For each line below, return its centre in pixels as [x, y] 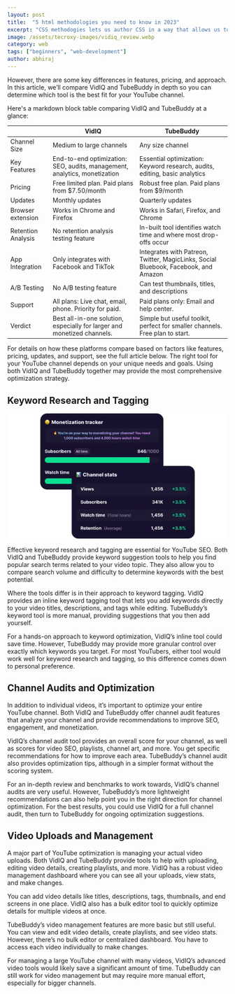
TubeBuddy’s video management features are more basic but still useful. [112, 925]
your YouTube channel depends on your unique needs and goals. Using [110, 363]
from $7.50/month [79, 191]
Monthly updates [77, 200]
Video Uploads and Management [80, 836]
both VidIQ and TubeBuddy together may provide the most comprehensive [115, 371]
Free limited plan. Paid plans [93, 183]
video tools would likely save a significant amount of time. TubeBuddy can [114, 968]
